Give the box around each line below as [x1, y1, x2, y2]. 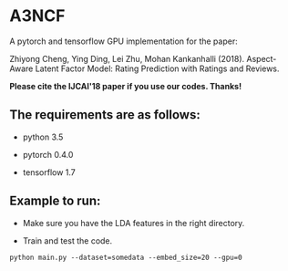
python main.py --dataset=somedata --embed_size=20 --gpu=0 [9, 253, 243, 262]
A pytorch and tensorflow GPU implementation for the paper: [9, 36, 239, 47]
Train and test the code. [22, 235, 113, 246]
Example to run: [9, 193, 101, 209]
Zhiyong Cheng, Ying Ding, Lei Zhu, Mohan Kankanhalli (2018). [9, 53, 245, 64]
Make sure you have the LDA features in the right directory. [22, 217, 245, 228]
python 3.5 [22, 131, 64, 142]
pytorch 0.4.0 [22, 149, 74, 160]
